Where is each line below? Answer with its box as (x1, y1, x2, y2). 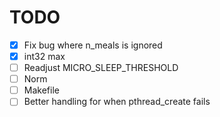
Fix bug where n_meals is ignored (23, 39, 163, 51)
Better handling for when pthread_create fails (23, 96, 211, 108)
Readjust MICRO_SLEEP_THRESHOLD (23, 62, 179, 74)
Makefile (23, 84, 60, 96)
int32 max (23, 51, 66, 62)
